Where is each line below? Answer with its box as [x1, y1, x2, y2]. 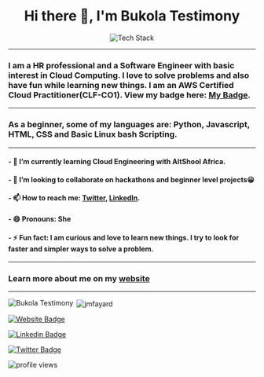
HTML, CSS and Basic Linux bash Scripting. [8, 129, 178, 140]
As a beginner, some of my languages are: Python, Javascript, [8, 119, 250, 130]
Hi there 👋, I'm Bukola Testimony [24, 7, 240, 25]
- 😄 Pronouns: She [8, 214, 71, 223]
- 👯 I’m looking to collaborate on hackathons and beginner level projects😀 [8, 174, 255, 184]
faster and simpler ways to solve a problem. [8, 243, 155, 254]
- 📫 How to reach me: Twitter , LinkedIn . [8, 193, 141, 203]
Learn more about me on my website [8, 273, 151, 284]
